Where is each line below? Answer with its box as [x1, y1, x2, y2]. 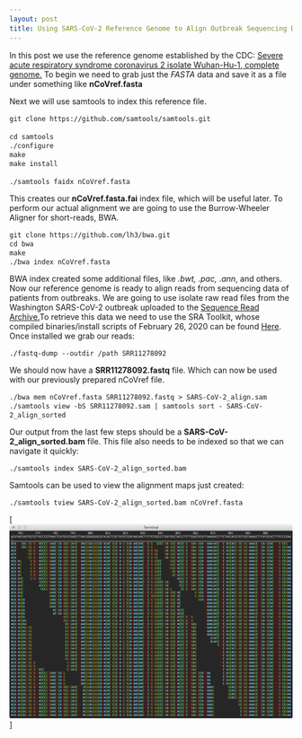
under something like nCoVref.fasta [9, 78, 143, 89]
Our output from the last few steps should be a [9, 426, 182, 437]
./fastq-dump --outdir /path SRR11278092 [9, 348, 167, 358]
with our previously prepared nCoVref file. [9, 373, 164, 385]
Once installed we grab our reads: [9, 330, 135, 341]
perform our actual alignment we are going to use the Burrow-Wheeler [9, 202, 271, 213]
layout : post [9, 14, 58, 23]
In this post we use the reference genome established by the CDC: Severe [9, 49, 284, 60]
